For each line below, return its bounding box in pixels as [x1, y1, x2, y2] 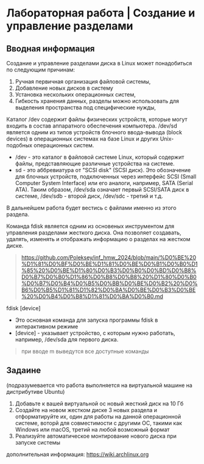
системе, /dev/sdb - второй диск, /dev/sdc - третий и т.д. [15, 192, 163, 200]
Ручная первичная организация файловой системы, [15, 78, 151, 85]
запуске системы [15, 438, 61, 446]
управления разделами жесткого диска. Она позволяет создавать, [6, 229, 181, 236]
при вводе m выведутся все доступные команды [21, 348, 149, 355]
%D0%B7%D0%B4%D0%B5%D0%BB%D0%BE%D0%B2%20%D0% [21, 280, 198, 287]
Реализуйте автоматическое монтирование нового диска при [15, 432, 177, 440]
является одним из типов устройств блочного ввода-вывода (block [6, 129, 183, 136]
